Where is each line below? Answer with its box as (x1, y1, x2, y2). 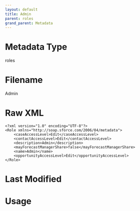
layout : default (5, 7, 38, 12)
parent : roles (5, 16, 34, 21)
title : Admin (5, 12, 31, 16)
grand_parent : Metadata (5, 20, 53, 26)
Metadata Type (5, 42, 67, 52)
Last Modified (5, 174, 62, 185)
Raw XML (5, 108, 44, 119)
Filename (5, 75, 43, 85)
